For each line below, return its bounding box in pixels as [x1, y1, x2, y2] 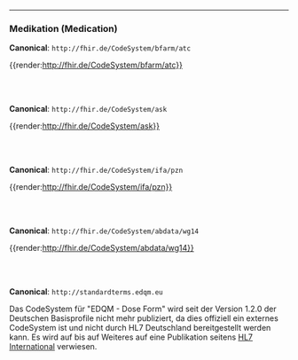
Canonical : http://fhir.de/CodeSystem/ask [9, 104, 168, 114]
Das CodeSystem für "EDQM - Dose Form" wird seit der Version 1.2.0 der [9, 303, 277, 315]
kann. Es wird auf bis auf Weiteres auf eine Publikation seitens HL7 [9, 332, 254, 342]
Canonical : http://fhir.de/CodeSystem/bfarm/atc [9, 43, 192, 53]
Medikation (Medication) [9, 22, 118, 35]
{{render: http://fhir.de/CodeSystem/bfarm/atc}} [9, 59, 184, 71]
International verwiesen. [9, 341, 98, 352]
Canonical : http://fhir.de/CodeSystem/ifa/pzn [9, 165, 184, 176]
